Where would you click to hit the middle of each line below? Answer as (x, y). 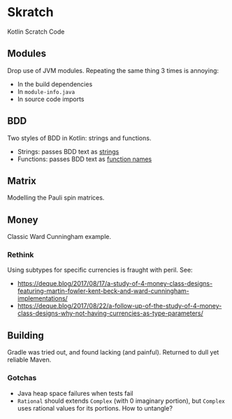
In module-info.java (46, 91)
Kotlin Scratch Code (36, 32)
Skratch (30, 12)
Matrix (22, 180)
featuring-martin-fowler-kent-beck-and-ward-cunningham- (103, 291)
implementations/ (42, 298)
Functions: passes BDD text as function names (85, 159)
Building (26, 335)
